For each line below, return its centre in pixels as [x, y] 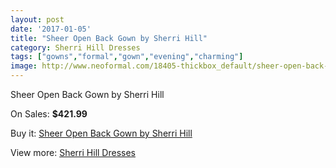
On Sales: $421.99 [49, 114]
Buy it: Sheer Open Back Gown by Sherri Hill [101, 133]
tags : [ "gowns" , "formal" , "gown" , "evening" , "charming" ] [127, 57]
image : [24, 66]
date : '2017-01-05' [51, 29]
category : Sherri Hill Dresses [75, 47]
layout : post [37, 19]
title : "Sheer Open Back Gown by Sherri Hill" [109, 38]
